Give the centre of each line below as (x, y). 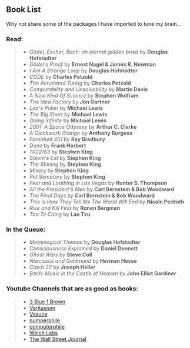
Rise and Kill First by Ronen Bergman (75, 208)
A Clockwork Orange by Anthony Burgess (81, 133)
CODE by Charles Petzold (61, 77)
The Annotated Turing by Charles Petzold (80, 83)
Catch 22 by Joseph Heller (62, 267)
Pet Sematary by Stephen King (67, 177)
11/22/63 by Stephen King (61, 152)
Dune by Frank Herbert (58, 146)
